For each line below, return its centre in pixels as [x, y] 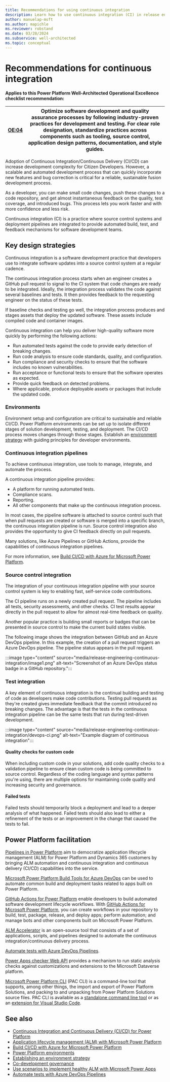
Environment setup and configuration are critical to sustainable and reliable [83, 418]
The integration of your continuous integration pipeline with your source [80, 586]
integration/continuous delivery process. [48, 941]
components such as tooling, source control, [95, 136]
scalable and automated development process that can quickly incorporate [83, 172]
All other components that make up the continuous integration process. [87, 505]
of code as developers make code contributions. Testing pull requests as [81, 698]
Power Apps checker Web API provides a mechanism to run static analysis [83, 961]
